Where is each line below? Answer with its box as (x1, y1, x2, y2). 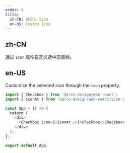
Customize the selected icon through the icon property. (5, 82, 120, 88)
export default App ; (5, 143, 49, 148)
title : (5, 12, 19, 17)
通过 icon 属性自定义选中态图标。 (5, 54, 75, 60)
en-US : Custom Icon (10, 21, 51, 27)
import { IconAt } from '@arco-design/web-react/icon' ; (5, 97, 125, 102)
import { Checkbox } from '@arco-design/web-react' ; (5, 92, 118, 97)
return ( (10, 110, 28, 116)
